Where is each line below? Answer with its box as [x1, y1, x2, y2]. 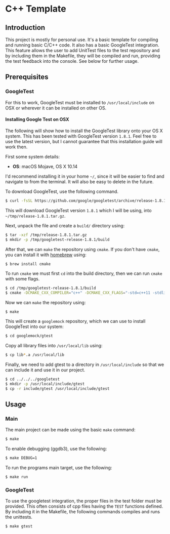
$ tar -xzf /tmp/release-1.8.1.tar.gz [5, 232, 87, 237]
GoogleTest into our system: [5, 323, 64, 330]
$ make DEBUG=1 [5, 456, 37, 461]
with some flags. [5, 276, 40, 282]
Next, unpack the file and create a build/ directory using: [5, 222, 125, 228]
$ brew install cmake [5, 261, 51, 266]
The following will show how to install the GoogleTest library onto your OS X [5, 128, 163, 134]
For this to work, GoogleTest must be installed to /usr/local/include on [5, 99, 155, 105]
